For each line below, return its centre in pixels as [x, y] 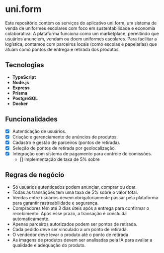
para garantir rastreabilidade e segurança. [55, 203]
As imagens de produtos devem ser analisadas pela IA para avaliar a [82, 240]
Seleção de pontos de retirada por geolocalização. [64, 148]
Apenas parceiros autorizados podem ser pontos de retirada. [75, 224]
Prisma [20, 93]
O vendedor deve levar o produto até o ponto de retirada [70, 235]
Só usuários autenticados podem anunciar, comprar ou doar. [74, 187]
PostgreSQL [25, 98]
